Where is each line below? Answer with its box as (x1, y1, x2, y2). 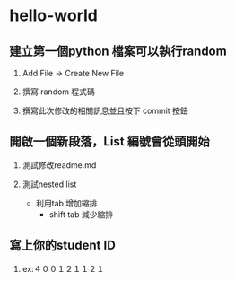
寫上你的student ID (9, 238, 117, 253)
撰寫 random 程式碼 (22, 86, 96, 97)
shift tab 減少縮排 (48, 208, 114, 220)
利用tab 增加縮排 (35, 198, 98, 208)
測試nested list (22, 179, 77, 189)
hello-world (9, 5, 99, 26)
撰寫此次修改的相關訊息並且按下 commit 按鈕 (22, 105, 188, 116)
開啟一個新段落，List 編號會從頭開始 (9, 134, 210, 149)
